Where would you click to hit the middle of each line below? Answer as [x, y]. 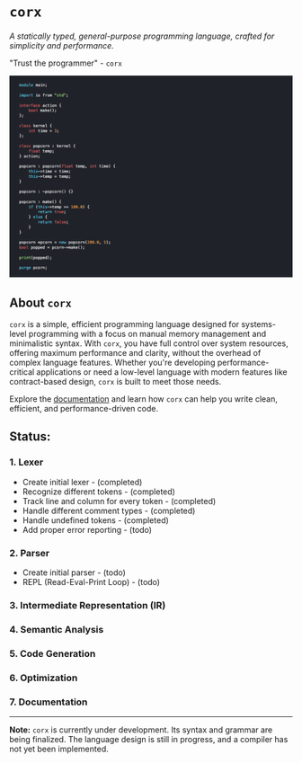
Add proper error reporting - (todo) [87, 529]
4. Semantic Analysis [57, 629]
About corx [40, 302]
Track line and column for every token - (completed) [119, 501]
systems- [259, 324]
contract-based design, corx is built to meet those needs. [115, 382]
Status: [30, 437]
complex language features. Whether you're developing [112, 363]
